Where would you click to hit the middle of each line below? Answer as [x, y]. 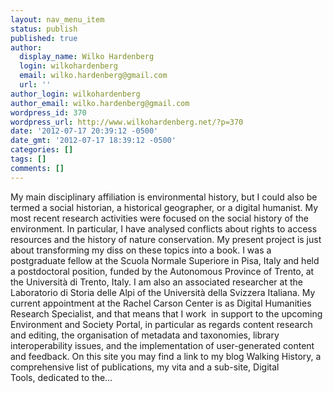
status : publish [44, 29]
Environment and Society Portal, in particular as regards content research [161, 324]
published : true [44, 38]
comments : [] [37, 168]
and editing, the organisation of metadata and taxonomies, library [145, 335]
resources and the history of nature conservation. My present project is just [166, 239]
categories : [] [42, 150]
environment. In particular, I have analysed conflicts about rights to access [164, 228]
